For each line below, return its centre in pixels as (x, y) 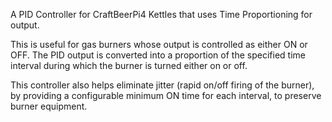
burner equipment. (49, 106)
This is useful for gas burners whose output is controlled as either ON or (159, 44)
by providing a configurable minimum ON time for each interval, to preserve (166, 95)
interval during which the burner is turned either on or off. (129, 65)
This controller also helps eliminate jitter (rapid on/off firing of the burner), (162, 85)
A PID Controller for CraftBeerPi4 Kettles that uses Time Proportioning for (161, 14)
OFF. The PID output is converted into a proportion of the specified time (158, 55)
